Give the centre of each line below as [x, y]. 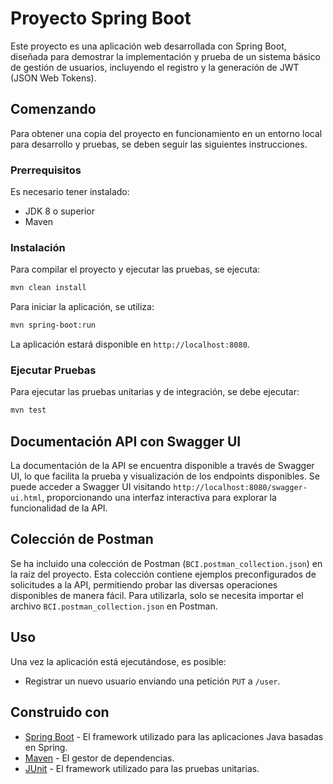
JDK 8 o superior [60, 211]
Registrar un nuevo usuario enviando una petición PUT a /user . [152, 681]
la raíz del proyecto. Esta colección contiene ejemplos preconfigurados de [163, 574]
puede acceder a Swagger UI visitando [91, 487]
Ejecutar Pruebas [53, 370]
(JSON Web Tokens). [53, 78]
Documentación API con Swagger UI [126, 441]
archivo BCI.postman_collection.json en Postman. [114, 606]
